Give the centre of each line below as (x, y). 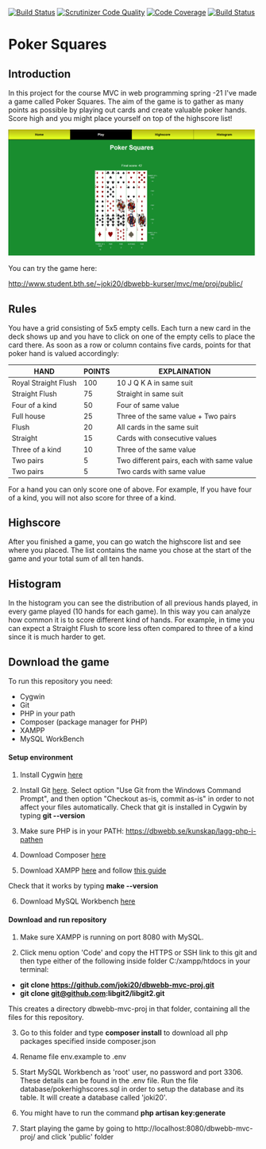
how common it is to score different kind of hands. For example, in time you (132, 620)
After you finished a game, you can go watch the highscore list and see (125, 542)
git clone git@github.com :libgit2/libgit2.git (92, 994)
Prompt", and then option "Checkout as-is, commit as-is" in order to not (137, 799)
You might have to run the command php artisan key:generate (123, 1113)
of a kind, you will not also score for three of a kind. (92, 497)
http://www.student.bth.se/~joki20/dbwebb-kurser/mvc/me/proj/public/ (126, 284)
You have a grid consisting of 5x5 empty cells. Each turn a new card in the (130, 328)
